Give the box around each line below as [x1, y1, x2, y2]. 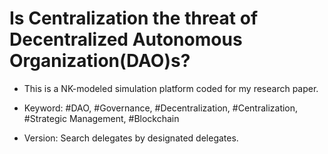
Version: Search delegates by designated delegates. [23, 132, 239, 144]
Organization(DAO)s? [9, 50, 191, 72]
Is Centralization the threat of [9, 7, 259, 30]
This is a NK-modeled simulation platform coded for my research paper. [23, 82, 319, 94]
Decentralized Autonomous [9, 28, 243, 51]
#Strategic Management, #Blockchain [23, 112, 180, 124]
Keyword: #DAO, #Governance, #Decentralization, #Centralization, [23, 102, 299, 114]
